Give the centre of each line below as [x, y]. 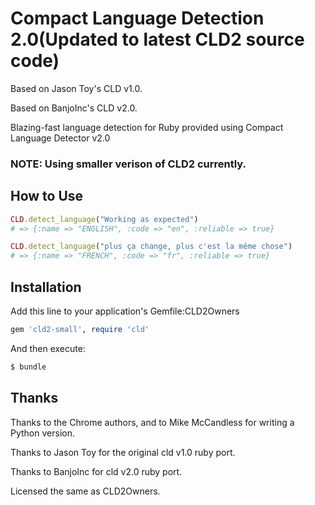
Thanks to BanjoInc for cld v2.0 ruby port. [96, 471]
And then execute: [48, 348]
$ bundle [28, 367]
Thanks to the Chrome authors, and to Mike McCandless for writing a [152, 422]
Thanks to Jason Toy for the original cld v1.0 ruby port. [123, 452]
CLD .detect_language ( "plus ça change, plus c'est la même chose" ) [151, 247]
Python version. [42, 433]
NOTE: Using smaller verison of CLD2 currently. [128, 164]
